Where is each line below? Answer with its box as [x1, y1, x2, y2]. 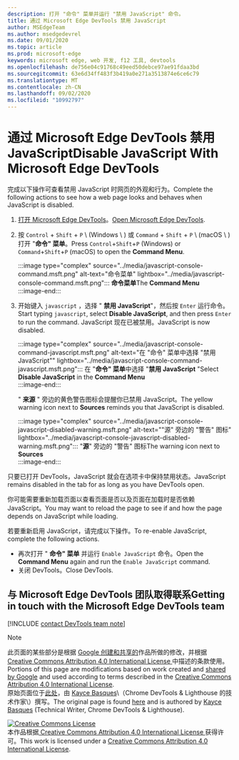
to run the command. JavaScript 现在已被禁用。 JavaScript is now [17, 318, 210, 326]
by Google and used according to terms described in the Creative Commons [7, 672, 232, 681]
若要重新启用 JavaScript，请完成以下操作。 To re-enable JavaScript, [7, 526, 207, 535]
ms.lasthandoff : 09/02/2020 [7, 90, 91, 97]
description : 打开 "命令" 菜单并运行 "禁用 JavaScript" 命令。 [7, 10, 184, 18]
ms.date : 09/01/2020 [7, 37, 69, 44]
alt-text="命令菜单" [79, 269, 136, 278]
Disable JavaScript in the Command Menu [17, 373, 146, 381]
